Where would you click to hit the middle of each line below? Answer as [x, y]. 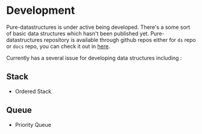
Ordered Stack [33, 91]
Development [41, 11]
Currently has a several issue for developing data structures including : [94, 58]
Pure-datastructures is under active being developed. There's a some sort [98, 27]
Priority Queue [33, 124]
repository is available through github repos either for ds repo [120, 40]
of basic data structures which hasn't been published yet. [78, 33]
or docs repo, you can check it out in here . [58, 46]
